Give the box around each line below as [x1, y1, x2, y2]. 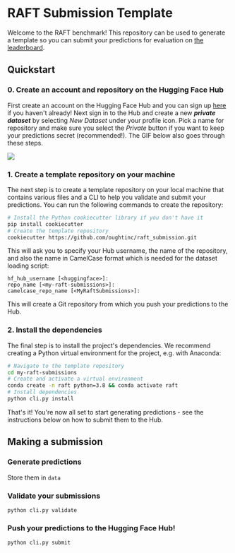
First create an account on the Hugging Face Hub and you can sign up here [7, 101, 227, 109]
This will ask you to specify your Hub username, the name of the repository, [7, 246, 228, 255]
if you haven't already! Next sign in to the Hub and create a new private [7, 108, 216, 117]
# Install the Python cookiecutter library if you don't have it [7, 214, 203, 221]
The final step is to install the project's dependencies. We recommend [7, 341, 211, 350]
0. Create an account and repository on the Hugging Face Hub [7, 85, 224, 95]
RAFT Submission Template [7, 5, 173, 21]
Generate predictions [7, 457, 82, 467]
